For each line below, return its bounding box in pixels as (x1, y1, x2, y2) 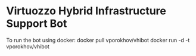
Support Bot (6, 17, 67, 30)
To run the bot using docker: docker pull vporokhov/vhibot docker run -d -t (6, 36, 190, 43)
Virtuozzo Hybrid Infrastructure (6, 4, 167, 18)
